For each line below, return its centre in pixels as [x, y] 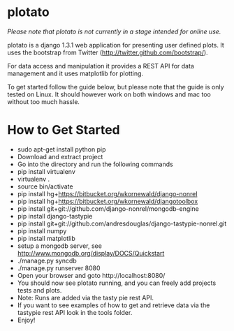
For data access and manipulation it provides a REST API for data [101, 66]
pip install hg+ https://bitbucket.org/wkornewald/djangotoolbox [108, 201]
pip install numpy [42, 230]
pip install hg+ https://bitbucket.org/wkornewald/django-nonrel [107, 193]
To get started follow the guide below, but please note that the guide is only [116, 87]
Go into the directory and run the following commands [95, 164]
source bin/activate [45, 186]
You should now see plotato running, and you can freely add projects [117, 283]
